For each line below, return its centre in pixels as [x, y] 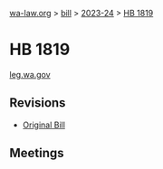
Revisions [38, 103]
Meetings [37, 153]
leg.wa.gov [30, 74]
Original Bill [44, 125]
